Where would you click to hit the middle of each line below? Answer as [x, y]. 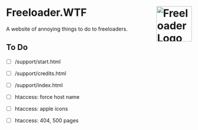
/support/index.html [39, 85]
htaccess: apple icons [41, 109]
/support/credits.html [40, 73]
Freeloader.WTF [47, 13]
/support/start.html [37, 61]
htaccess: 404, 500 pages [47, 121]
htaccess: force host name [47, 96]
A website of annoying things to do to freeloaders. [67, 29]
